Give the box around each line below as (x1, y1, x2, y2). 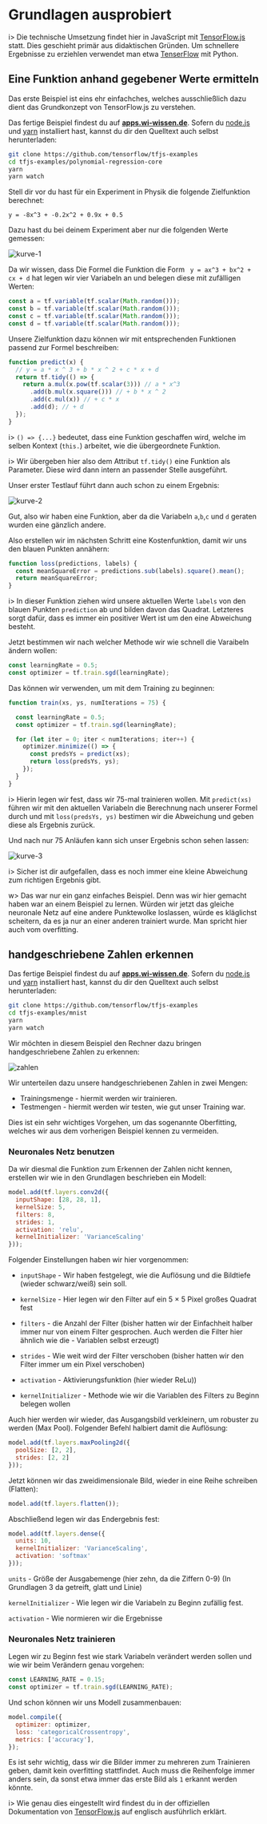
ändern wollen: (8, 646, 58, 656)
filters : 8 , (15, 1210, 56, 1219)
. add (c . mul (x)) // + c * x (29, 395, 120, 404)
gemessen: (8, 234, 46, 244)
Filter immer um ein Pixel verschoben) (19, 1360, 145, 1370)
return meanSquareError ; (15, 575, 98, 583)
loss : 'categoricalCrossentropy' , (15, 1728, 130, 1736)
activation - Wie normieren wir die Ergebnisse (8, 1613, 163, 1623)
